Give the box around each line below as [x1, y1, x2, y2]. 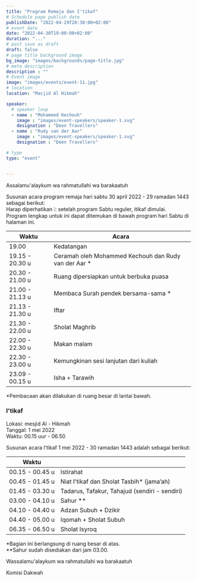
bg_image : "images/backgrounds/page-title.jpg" [6, 58, 125, 63]
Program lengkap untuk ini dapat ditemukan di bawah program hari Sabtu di [6, 212, 189, 219]
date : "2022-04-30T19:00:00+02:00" [6, 31, 93, 36]
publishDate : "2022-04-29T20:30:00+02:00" [6, 19, 111, 25]
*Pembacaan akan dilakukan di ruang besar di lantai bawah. [6, 392, 152, 399]
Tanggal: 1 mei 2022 [6, 426, 55, 433]
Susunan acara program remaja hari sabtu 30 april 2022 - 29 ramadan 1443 [6, 193, 189, 200]
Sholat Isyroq [60, 525, 97, 533]
